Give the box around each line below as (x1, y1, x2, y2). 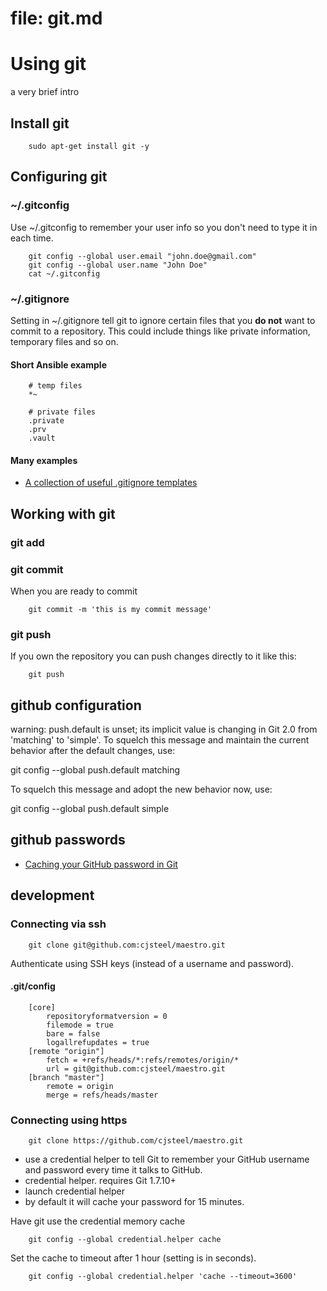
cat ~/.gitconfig (28, 268, 101, 279)
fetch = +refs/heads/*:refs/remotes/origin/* (46, 1055, 240, 1065)
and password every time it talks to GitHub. (24, 1164, 203, 1176)
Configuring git (10, 168, 108, 186)
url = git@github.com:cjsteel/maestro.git (46, 1063, 226, 1074)
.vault (28, 433, 56, 444)
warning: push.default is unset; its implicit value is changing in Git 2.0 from (10, 723, 318, 736)
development (10, 887, 95, 904)
